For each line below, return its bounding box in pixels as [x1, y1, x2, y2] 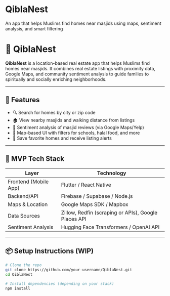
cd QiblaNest [5, 272, 33, 277]
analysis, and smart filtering [5, 25, 63, 31]
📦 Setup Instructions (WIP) [5, 246, 94, 255]
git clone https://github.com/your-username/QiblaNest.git [5, 267, 133, 273]
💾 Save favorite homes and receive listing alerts [12, 135, 112, 141]
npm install [5, 286, 30, 291]
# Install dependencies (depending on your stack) [5, 281, 114, 286]
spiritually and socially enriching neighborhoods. [5, 76, 107, 82]
